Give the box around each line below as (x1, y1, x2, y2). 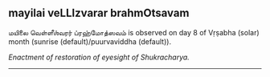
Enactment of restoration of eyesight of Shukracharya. (8, 52, 190, 62)
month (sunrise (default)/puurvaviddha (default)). (8, 36, 171, 47)
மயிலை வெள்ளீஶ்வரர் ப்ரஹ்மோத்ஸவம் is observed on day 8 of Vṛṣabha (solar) (8, 27, 260, 37)
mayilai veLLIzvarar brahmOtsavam (8, 6, 190, 20)
